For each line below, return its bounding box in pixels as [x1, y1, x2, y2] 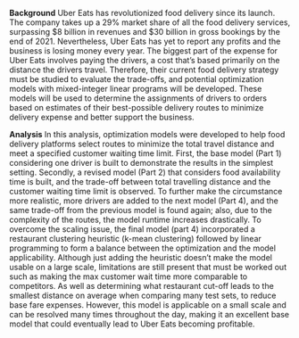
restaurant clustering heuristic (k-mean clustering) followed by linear [9, 234, 262, 243]
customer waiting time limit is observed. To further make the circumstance [9, 186, 283, 196]
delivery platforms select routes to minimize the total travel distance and [9, 138, 275, 149]
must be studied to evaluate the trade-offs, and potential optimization [9, 74, 264, 84]
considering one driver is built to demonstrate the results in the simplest [9, 158, 274, 168]
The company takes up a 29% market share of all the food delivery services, [9, 17, 291, 28]
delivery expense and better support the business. [9, 111, 195, 122]
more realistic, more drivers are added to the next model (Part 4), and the [9, 195, 279, 206]
